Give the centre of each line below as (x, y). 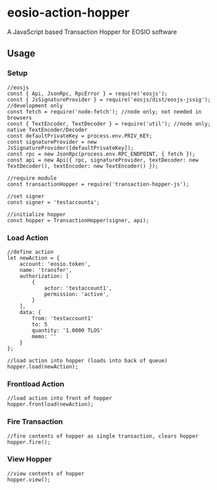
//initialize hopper (37, 214)
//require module (32, 178)
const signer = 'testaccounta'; (53, 202)
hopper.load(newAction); (43, 366)
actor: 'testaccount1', (78, 288)
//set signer (26, 196)
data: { (30, 312)
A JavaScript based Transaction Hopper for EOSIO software (92, 32)
